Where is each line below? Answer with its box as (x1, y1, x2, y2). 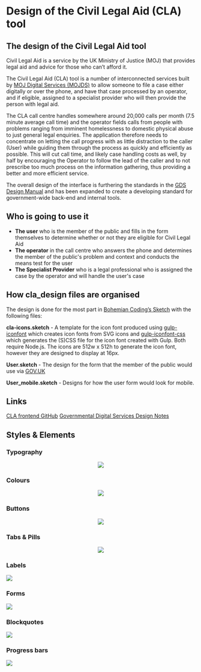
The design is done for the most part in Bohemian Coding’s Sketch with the (6, 306, 191, 313)
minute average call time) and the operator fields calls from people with (6, 119, 183, 126)
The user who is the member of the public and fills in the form (14, 227, 169, 235)
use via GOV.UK (6, 367, 46, 374)
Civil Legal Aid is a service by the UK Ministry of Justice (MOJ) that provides (6, 57, 196, 64)
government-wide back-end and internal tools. (6, 194, 122, 201)
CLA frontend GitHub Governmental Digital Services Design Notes (6, 412, 169, 419)
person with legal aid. (6, 100, 59, 108)
